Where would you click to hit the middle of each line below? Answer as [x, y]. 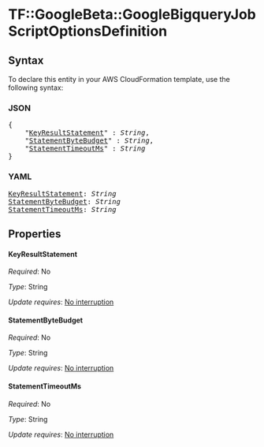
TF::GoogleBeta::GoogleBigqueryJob [132, 15]
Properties [35, 234]
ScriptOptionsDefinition [88, 31]
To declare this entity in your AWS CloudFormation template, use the [119, 79]
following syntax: [36, 88]
